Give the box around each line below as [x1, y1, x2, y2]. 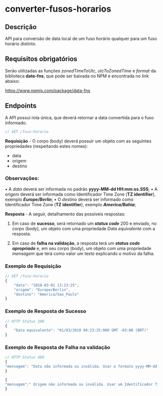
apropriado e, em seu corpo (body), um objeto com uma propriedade [12, 245, 152, 251]
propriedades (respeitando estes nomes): [5, 143, 88, 149]
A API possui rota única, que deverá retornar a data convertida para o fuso [5, 114, 154, 120]
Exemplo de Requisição [5, 263, 62, 270]
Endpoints [5, 102, 37, 110]
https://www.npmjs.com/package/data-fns [5, 88, 91, 93]
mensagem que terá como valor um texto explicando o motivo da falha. [12, 251, 155, 256]
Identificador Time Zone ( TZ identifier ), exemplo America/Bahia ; [5, 201, 136, 207]
